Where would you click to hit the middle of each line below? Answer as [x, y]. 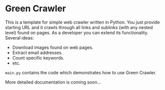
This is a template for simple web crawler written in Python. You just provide [82, 22]
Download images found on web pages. [53, 47]
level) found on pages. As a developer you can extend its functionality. [77, 32]
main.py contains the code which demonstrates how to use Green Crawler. [81, 72]
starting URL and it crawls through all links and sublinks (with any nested [79, 27]
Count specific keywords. [38, 58]
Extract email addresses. [37, 53]
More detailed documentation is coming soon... [53, 82]
